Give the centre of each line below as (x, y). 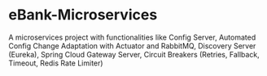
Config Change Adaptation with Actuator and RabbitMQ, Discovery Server (132, 45)
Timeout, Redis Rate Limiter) (56, 63)
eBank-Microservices (83, 15)
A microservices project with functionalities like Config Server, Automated (132, 37)
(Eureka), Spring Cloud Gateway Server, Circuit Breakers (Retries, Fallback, (134, 54)
